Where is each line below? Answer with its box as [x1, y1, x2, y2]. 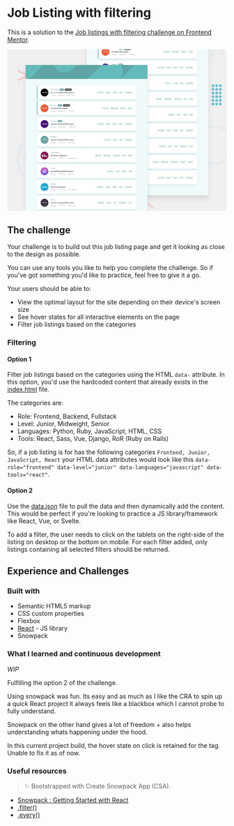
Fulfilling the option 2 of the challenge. [7, 678, 118, 686]
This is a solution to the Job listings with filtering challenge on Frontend [7, 28, 212, 36]
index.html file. [7, 385, 50, 393]
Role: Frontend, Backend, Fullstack [17, 412, 117, 421]
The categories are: [7, 399, 64, 407]
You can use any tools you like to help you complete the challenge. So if [7, 264, 214, 272]
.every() [17, 811, 40, 819]
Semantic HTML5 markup [17, 602, 91, 610]
